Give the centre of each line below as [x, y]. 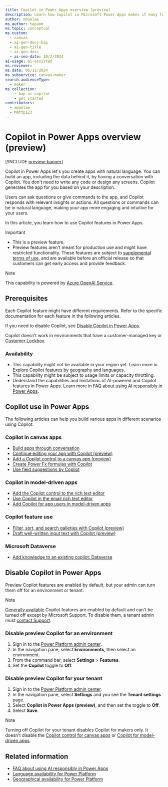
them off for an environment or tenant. [44, 590]
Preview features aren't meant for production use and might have [79, 247]
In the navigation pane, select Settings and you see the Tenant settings [86, 695]
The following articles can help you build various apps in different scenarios [83, 419]
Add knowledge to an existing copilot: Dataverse [62, 557]
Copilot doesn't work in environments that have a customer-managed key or [84, 335]
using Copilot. [19, 424]
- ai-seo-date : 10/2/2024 [37, 56]
